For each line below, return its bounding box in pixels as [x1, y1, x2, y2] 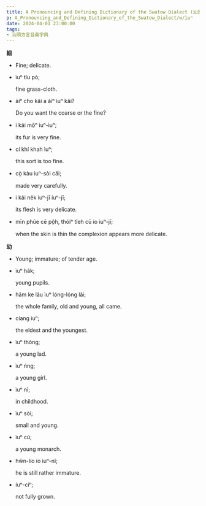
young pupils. [15, 279, 50, 286]
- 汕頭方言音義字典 [6, 32, 49, 38]
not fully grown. [15, 493, 55, 500]
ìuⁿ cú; [15, 434, 32, 441]
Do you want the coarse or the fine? [15, 109, 106, 117]
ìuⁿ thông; [15, 339, 40, 346]
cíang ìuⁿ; [15, 315, 40, 322]
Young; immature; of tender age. [15, 255, 97, 263]
